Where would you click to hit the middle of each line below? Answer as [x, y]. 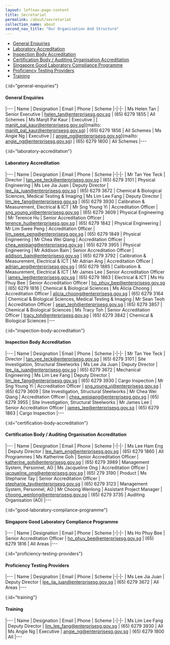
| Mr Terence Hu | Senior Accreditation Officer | [55, 218]
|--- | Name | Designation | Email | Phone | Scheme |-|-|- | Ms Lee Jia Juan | [85, 577]
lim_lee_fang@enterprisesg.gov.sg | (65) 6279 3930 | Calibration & [75, 201]
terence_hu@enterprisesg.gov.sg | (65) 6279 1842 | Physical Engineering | [83, 223]
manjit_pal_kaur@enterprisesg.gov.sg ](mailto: [53, 125]
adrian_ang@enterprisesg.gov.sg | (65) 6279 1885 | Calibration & [73, 266]
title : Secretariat [26, 15]
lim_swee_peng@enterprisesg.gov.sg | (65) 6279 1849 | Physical [73, 234]
